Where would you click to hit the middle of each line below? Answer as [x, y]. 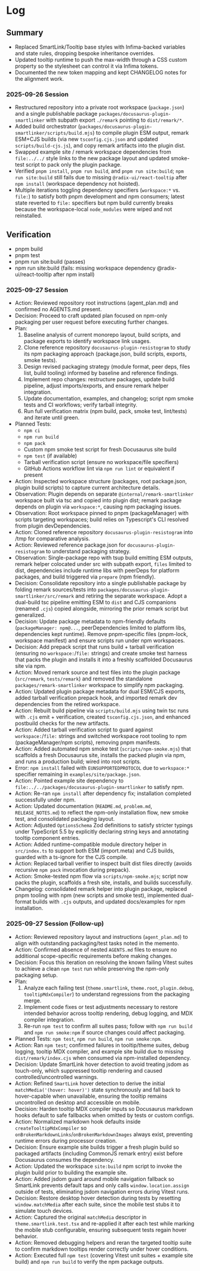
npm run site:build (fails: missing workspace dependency [85, 268]
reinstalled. [29, 216]
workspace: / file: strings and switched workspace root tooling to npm [101, 736]
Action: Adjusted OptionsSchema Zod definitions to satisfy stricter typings [104, 826]
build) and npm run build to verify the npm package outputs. [89, 1261]
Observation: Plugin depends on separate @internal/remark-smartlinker [104, 494]
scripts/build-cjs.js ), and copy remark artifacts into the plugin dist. [100, 146]
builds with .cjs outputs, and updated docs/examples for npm [109, 902]
